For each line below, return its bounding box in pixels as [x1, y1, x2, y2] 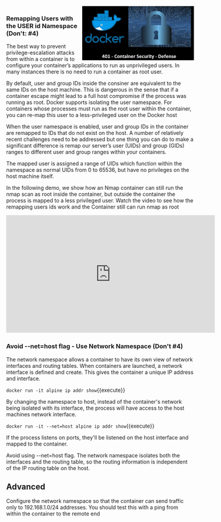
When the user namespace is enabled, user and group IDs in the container [6, 123, 189, 130]
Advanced [6, 481, 46, 492]
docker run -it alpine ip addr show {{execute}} [6, 386, 126, 394]
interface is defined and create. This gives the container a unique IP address [6, 369, 194, 376]
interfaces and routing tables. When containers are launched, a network [6, 362, 183, 369]
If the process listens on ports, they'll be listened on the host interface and [6, 434, 189, 441]
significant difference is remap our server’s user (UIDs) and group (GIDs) [6, 142, 185, 149]
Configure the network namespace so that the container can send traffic [6, 498, 184, 505]
